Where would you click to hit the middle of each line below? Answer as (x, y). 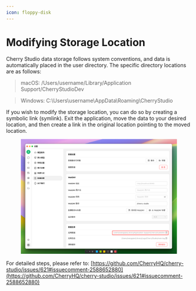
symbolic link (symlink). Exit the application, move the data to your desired (96, 118)
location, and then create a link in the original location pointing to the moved (98, 125)
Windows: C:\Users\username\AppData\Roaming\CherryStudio (97, 100)
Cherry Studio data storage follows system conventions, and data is (88, 58)
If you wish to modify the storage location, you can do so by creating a (92, 112)
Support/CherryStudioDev (52, 89)
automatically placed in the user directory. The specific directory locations (96, 65)
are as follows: (24, 71)
